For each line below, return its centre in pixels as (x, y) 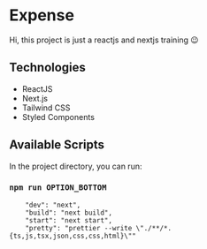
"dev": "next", (53, 205)
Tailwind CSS (46, 108)
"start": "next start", (69, 220)
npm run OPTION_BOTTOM (58, 188)
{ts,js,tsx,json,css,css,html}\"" (73, 236)
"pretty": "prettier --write (79, 228)
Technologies (48, 68)
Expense (42, 15)
